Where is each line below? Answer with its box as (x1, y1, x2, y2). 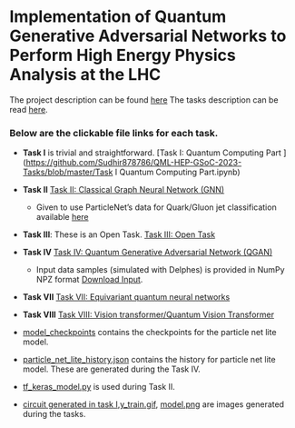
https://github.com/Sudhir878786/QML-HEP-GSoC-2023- (25, 157, 242, 168)
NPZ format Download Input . (35, 274, 143, 285)
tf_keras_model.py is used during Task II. (22, 382, 175, 393)
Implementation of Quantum (9, 6, 227, 27)
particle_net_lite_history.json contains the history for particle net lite (22, 354, 276, 365)
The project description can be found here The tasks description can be (9, 94, 279, 105)
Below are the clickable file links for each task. (9, 126, 219, 139)
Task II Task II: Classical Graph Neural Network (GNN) (22, 184, 225, 195)
